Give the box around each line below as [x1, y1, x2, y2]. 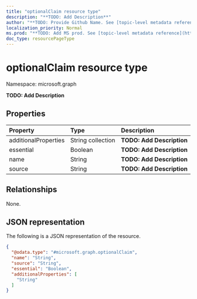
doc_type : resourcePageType [6, 36, 75, 42]
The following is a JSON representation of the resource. [6, 233, 141, 240]
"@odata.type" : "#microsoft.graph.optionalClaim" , [11, 250, 138, 256]
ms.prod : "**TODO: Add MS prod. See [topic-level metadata [6, 30, 154, 36]
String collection [70, 136, 116, 144]
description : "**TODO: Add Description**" [6, 14, 111, 20]
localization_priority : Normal [6, 25, 83, 31]
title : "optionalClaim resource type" [6, 8, 101, 15]
